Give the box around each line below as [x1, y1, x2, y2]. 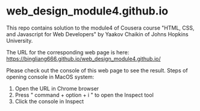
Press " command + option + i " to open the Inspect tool [14, 91, 154, 98]
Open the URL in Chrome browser [14, 84, 99, 92]
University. [6, 37, 33, 44]
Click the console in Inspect [14, 98, 84, 105]
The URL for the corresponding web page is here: [6, 48, 130, 55]
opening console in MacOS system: [6, 73, 95, 80]
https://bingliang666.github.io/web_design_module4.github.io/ [6, 55, 161, 62]
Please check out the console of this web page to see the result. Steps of [6, 66, 188, 74]
